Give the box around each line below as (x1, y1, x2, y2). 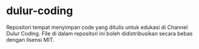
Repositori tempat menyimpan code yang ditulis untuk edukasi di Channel (6, 24, 188, 31)
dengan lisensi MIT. (6, 36, 55, 43)
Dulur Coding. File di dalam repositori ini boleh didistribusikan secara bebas (6, 30, 193, 37)
